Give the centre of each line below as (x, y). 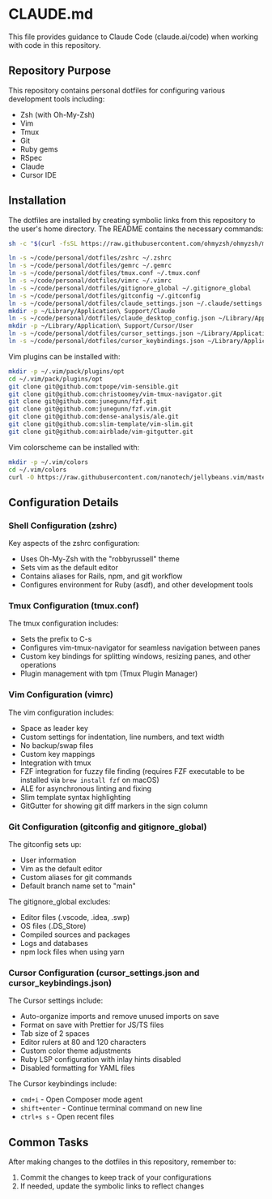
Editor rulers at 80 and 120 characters (83, 1042)
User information (48, 860)
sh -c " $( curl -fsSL (43, 243)
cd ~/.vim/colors (38, 470)
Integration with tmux (55, 763)
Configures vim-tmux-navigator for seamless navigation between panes (140, 648)
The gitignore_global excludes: (59, 902)
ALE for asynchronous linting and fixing (86, 789)
